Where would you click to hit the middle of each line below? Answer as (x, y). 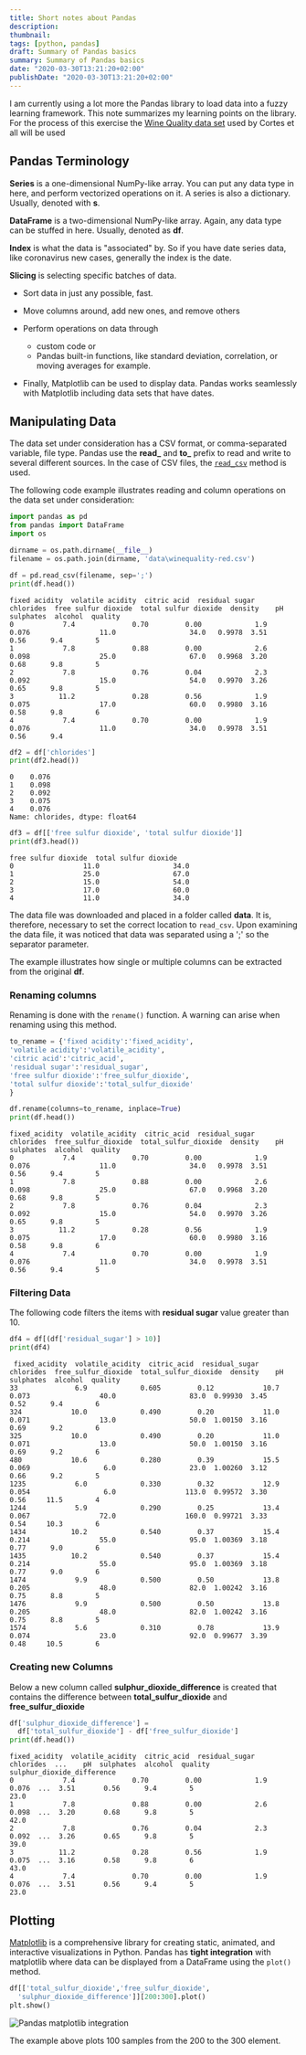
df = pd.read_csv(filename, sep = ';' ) (81, 575)
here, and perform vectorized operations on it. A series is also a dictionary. (150, 193)
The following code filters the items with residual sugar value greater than (149, 1313)
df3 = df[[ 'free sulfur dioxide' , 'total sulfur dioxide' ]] (127, 833)
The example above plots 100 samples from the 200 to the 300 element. (145, 2040)
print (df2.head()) (44, 761)
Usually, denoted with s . (55, 203)
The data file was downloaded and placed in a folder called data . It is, (141, 915)
